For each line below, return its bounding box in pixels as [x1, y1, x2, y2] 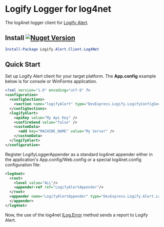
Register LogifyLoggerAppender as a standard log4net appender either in [5, 151, 153, 157]
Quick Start [5, 60, 41, 69]
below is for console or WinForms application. [5, 78, 98, 84]
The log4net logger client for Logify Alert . [5, 20, 89, 25]
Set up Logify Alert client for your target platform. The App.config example [5, 73, 156, 79]
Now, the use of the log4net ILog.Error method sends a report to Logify [5, 212, 148, 218]
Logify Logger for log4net [5, 3, 111, 15]
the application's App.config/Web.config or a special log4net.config [5, 157, 142, 162]
